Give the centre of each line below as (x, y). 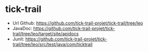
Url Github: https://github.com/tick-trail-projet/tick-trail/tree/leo (78, 23)
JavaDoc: (22, 28)
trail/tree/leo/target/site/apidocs (45, 33)
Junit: (18, 39)
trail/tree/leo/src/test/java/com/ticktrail (52, 44)
